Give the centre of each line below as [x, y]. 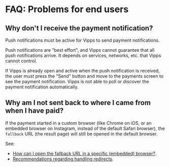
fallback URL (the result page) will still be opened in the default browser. [81, 133]
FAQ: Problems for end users [67, 9]
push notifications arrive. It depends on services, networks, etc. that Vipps [83, 55]
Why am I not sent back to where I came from [78, 103]
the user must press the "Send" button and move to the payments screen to [84, 76]
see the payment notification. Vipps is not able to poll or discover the [77, 81]
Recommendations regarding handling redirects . [63, 159]
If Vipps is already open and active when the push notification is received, [82, 71]
